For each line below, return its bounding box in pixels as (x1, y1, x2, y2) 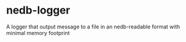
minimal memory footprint (6, 29, 70, 36)
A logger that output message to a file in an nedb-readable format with (6, 23, 181, 30)
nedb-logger (6, 4, 71, 17)
